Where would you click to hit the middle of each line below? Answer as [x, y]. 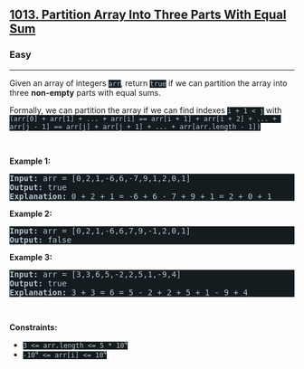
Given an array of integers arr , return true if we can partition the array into [148, 83]
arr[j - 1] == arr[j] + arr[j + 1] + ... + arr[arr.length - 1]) [135, 127]
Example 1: [30, 161]
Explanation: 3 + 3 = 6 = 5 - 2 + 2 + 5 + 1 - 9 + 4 [129, 292]
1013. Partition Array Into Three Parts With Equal [148, 15]
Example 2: [31, 213]
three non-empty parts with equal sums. [85, 92]
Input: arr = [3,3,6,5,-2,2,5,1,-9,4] [95, 274]
